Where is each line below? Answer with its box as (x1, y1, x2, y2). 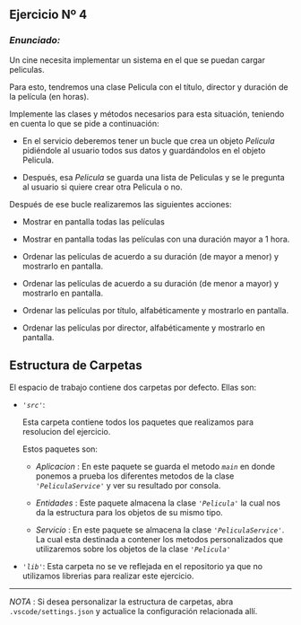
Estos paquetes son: (21, 444, 99, 454)
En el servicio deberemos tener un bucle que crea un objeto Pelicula (21, 135, 275, 146)
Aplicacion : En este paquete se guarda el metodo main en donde (35, 461, 276, 471)
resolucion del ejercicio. (21, 426, 111, 436)
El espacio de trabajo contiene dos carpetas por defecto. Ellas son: (9, 382, 257, 392)
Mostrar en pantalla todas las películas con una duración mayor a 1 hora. (21, 233, 290, 244)
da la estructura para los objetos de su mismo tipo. (35, 506, 224, 517)
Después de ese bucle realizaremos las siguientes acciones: (9, 198, 232, 209)
